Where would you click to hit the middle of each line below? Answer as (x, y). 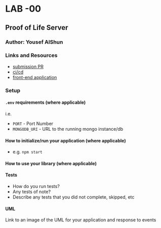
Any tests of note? (32, 192)
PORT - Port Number (33, 123)
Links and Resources (31, 55)
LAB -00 (23, 9)
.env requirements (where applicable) (46, 102)
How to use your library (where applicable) (51, 163)
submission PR (28, 66)
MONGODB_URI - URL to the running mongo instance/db (68, 129)
